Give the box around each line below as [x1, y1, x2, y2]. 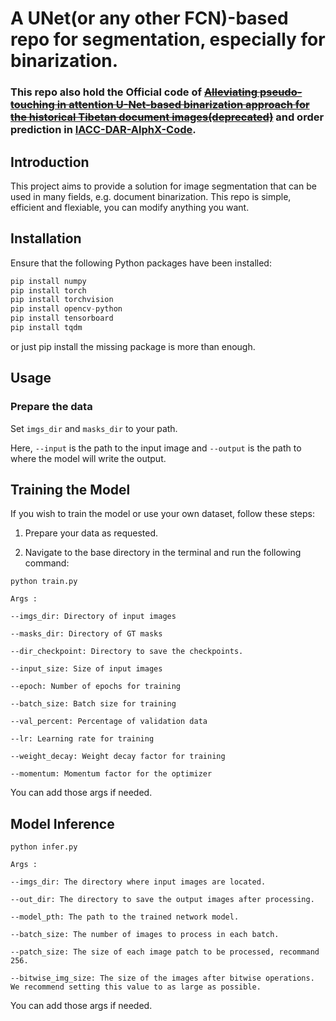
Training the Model [10, 482, 131, 499]
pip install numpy [10, 276, 87, 286]
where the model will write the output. [10, 452, 167, 464]
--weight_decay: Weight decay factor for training [10, 752, 226, 762]
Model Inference [10, 815, 115, 832]
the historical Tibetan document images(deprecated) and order [10, 110, 325, 124]
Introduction [10, 153, 90, 171]
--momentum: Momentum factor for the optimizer [10, 769, 213, 779]
